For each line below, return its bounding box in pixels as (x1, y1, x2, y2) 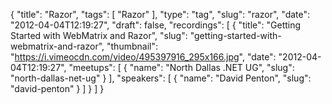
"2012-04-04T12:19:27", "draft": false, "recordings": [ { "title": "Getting (10, 19, 302, 31)
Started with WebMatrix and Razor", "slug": (10, 30, 188, 41)
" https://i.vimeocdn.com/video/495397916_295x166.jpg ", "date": (10, 51, 277, 63)
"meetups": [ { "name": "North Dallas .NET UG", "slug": (68, 62, 295, 73)
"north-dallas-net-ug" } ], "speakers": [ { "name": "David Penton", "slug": (10, 72, 312, 84)
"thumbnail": (106, 40, 158, 52)
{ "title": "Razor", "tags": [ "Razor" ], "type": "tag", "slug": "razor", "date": (10, 9, 311, 20)
